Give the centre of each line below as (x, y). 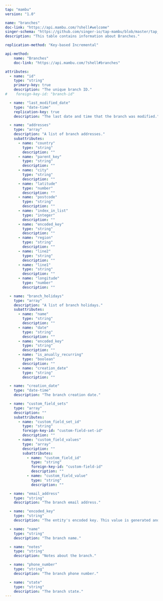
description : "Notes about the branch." (55, 556)
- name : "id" (23, 76)
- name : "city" (33, 170)
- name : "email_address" (34, 493)
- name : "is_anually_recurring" (50, 355)
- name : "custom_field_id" (54, 458)
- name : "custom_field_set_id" (49, 422)
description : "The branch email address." (57, 503)
